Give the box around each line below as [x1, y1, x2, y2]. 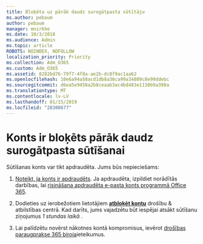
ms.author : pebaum [6, 15, 53, 21]
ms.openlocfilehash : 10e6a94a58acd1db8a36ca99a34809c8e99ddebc [6, 76, 170, 82]
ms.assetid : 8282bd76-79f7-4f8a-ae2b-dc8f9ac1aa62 [6, 71, 137, 77]
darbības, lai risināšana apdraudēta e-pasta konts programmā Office [15, 182, 187, 189]
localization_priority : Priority [6, 54, 91, 60]
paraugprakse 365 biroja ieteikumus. [15, 231, 105, 238]
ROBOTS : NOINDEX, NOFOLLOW [6, 48, 75, 54]
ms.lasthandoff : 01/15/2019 [6, 99, 78, 105]
